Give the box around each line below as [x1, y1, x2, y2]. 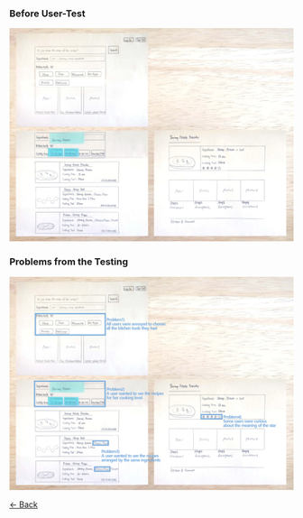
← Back [9, 499, 38, 510]
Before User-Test [9, 7, 86, 20]
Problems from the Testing [9, 255, 129, 268]
